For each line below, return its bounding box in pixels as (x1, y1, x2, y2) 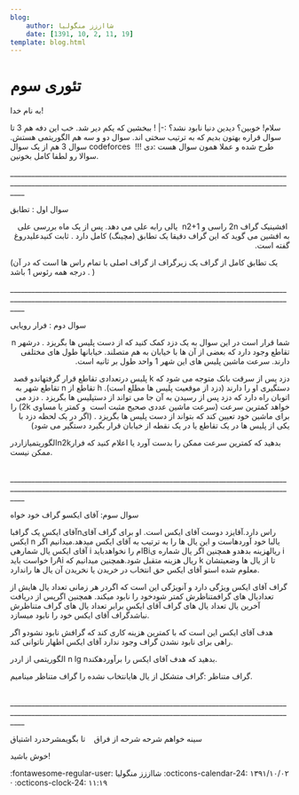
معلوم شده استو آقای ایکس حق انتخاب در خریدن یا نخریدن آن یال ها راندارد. (10, 564, 260, 575)
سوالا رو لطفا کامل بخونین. (10, 151, 99, 161)
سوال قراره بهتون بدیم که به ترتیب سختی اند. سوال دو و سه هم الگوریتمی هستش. (10, 132, 282, 143)
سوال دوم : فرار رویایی (10, 320, 87, 331)
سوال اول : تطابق (10, 204, 69, 215)
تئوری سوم (10, 76, 83, 96)
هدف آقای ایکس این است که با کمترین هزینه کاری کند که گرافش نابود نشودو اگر (10, 627, 273, 638)
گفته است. (255, 240, 290, 251)
